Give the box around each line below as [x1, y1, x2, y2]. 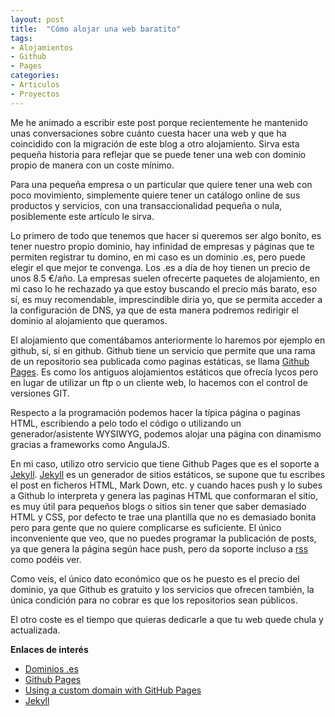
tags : [10, 33, 33, 43]
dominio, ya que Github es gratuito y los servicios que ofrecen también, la [10, 583, 315, 595]
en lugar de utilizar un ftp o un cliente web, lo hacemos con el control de [10, 376, 308, 388]
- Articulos [10, 80, 60, 90]
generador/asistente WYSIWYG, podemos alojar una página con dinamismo [10, 427, 322, 440]
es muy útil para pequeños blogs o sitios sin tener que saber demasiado [10, 500, 307, 512]
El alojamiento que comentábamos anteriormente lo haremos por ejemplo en [10, 334, 326, 346]
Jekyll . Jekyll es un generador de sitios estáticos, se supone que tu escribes [10, 468, 326, 480]
